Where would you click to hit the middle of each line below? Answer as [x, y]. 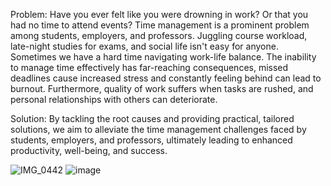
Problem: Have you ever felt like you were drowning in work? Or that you [159, 14]
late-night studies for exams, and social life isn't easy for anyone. [144, 46]
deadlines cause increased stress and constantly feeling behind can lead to [166, 78]
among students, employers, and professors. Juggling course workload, [159, 35]
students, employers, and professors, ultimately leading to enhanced [151, 140]
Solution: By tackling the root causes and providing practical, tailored [152, 118]
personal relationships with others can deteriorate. [114, 99]
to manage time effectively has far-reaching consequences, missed [149, 67]
